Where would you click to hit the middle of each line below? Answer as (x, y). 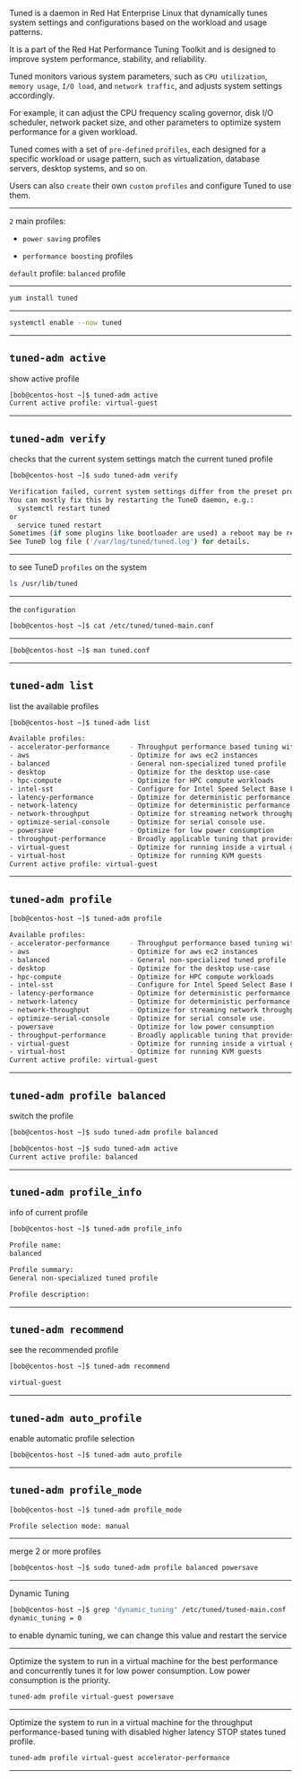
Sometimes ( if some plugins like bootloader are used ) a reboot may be (146, 533)
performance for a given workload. (73, 132)
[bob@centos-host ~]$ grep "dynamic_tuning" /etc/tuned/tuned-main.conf (148, 1610)
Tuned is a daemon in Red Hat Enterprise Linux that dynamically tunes (139, 13)
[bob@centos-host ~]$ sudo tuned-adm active (94, 1148)
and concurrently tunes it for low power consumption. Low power (130, 1671)
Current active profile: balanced (74, 1157)
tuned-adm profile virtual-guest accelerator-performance (120, 1758)
